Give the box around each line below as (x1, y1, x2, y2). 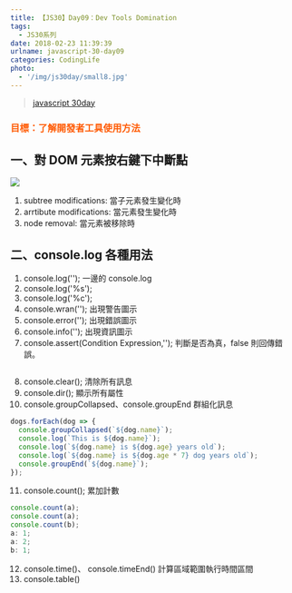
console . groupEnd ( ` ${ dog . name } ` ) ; (18, 460, 149, 469)
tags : (10, 22, 31, 31)
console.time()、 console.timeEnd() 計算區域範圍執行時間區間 (23, 563, 254, 574)
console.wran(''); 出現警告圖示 (23, 303, 138, 314)
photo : (10, 64, 35, 74)
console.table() (23, 573, 81, 584)
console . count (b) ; (10, 520, 80, 529)
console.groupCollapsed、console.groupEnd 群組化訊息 (23, 399, 234, 410)
